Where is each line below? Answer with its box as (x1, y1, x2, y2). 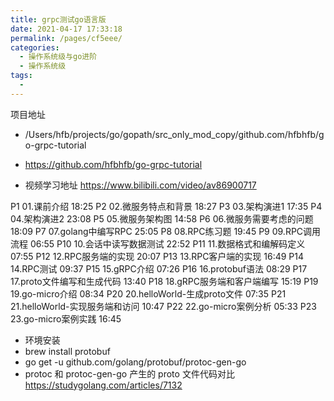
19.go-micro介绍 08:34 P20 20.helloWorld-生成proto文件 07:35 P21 (10, 287, 287, 300)
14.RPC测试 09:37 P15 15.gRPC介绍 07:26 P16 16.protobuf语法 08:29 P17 (10, 262, 308, 275)
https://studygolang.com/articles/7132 (24, 379, 183, 391)
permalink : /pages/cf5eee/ (10, 33, 123, 43)
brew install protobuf (24, 345, 111, 357)
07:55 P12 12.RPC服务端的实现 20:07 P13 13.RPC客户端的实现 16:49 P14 (10, 250, 305, 262)
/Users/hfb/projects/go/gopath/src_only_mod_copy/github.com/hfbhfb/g (24, 128, 325, 140)
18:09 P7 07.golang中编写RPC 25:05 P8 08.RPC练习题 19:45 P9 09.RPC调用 (10, 225, 322, 237)
